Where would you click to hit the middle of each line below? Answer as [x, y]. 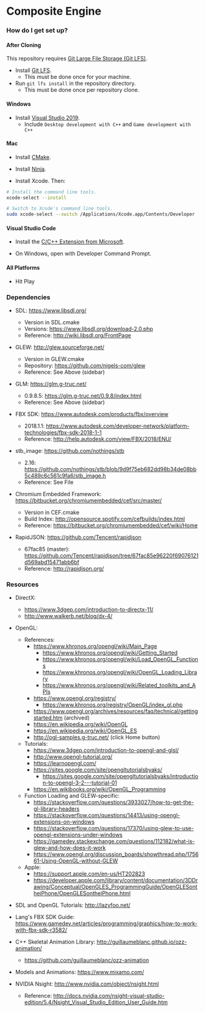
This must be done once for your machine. [77, 77]
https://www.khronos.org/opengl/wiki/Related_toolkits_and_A [119, 685]
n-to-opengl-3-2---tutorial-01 [80, 783]
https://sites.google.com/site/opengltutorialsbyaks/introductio [120, 776]
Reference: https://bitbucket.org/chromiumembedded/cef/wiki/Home [111, 525]
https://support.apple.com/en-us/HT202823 [89, 874]
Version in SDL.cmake [52, 322]
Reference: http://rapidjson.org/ [64, 568]
